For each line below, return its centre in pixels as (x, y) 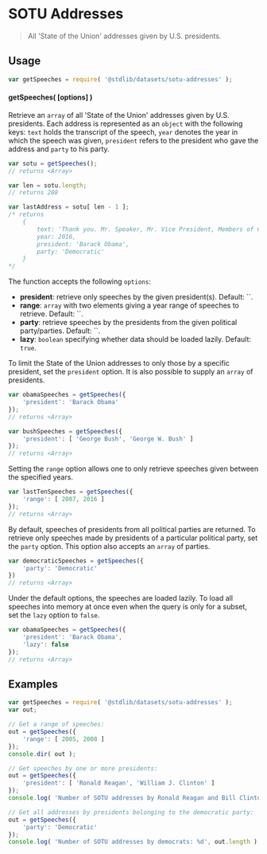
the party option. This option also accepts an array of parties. (109, 546)
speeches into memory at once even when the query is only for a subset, (128, 607)
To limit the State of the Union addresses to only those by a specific (119, 363)
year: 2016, (57, 237)
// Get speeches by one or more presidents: (83, 768)
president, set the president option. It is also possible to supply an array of (131, 372)
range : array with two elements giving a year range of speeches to (130, 306)
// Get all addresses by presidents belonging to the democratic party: (131, 812)
